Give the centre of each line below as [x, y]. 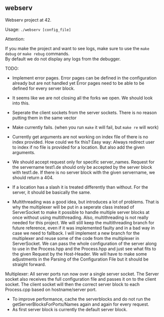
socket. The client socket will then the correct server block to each [72, 284]
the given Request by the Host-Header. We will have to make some [80, 254]
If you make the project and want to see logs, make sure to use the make [77, 48]
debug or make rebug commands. [37, 53]
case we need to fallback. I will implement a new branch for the [76, 233]
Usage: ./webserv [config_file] [38, 29]
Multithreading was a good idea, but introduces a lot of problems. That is [85, 202]
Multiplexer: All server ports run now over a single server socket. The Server [82, 274]
